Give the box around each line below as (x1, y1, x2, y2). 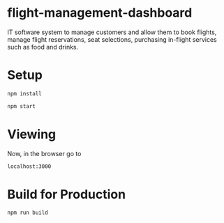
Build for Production (7, 186, 126, 202)
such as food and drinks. (7, 43, 79, 51)
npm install (7, 90, 42, 97)
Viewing (7, 126, 57, 142)
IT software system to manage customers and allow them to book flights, (7, 28, 217, 36)
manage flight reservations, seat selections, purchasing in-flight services (7, 35, 218, 43)
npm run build (7, 209, 49, 217)
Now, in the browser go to (7, 149, 82, 157)
